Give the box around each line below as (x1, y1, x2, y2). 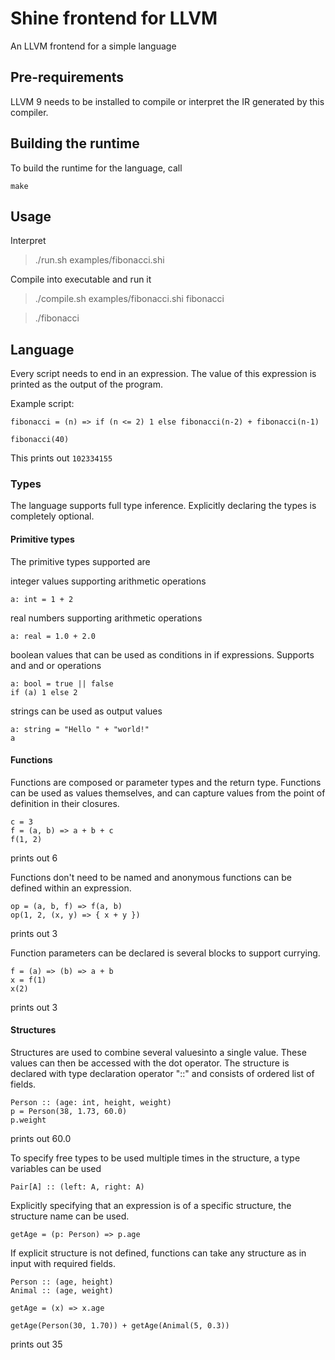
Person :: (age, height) (10, 1277, 114, 1287)
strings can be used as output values (10, 705, 163, 717)
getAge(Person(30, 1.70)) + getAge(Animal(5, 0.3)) (10, 1321, 230, 1331)
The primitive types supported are (10, 555, 151, 567)
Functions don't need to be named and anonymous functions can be (10, 871, 292, 883)
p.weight (10, 1115, 47, 1126)
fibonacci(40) (10, 435, 70, 445)
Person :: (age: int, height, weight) (10, 1098, 172, 1108)
